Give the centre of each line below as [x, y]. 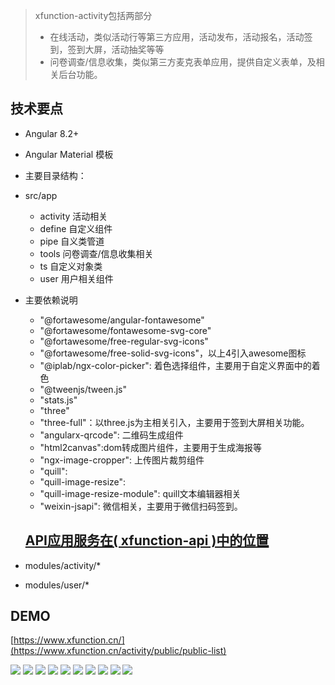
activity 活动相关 [73, 216]
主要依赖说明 [51, 300]
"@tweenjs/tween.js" [83, 389]
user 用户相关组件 [76, 278]
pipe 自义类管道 [72, 241]
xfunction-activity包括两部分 [93, 15]
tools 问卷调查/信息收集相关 [96, 253]
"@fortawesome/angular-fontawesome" [122, 320]
